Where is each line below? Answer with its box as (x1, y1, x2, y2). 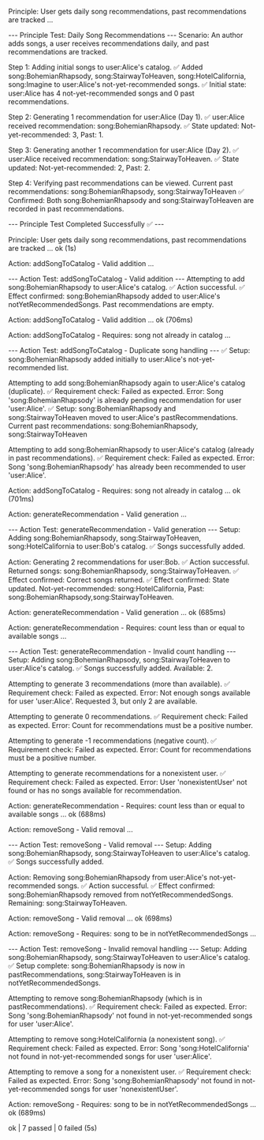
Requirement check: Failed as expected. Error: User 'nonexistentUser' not (8, 778, 247, 786)
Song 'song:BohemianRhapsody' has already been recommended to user (8, 462, 247, 471)
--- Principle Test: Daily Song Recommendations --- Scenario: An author (8, 31, 244, 39)
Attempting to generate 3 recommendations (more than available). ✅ (8, 679, 231, 688)
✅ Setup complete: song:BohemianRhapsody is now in (8, 961, 185, 970)
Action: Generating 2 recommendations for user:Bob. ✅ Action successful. (8, 557, 250, 567)
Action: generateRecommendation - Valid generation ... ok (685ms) (8, 608, 226, 617)
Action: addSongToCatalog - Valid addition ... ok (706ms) (8, 315, 193, 324)
